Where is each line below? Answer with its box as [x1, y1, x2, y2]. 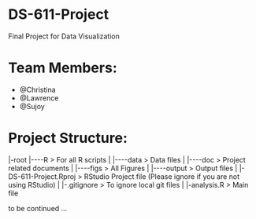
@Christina [19, 85, 57, 94]
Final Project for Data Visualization [8, 31, 120, 41]
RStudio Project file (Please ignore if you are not [83, 171, 240, 181]
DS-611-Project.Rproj [8, 171, 76, 181]
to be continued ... [8, 203, 68, 213]
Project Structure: [8, 130, 128, 147]
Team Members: [8, 59, 117, 77]
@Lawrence [19, 93, 59, 103]
